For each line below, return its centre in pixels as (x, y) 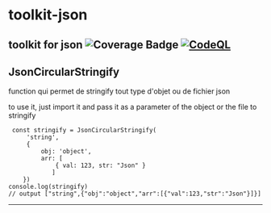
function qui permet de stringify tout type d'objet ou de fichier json (119, 91)
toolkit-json (48, 15)
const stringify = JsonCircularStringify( (84, 131)
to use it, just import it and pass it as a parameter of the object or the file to (133, 107)
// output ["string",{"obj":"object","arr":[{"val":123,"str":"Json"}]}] (135, 194)
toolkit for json (46, 45)
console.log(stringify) (48, 187)
